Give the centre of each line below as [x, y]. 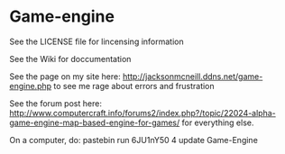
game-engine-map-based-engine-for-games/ [95, 122]
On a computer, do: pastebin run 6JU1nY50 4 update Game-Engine [134, 140]
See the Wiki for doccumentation [70, 59]
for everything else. [218, 122]
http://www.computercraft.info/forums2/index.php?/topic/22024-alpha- [143, 113]
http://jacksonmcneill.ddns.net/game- [193, 76]
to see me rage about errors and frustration [134, 86]
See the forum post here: [55, 103]
